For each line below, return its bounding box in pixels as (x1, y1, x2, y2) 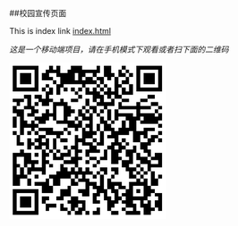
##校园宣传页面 (9, 8, 67, 18)
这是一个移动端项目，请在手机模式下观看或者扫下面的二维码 (9, 44, 229, 54)
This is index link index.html (9, 26, 112, 36)
